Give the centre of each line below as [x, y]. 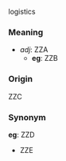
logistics [22, 12]
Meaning [26, 32]
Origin [21, 79]
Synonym [27, 117]
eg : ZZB [45, 58]
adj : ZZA [34, 50]
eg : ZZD [21, 135]
